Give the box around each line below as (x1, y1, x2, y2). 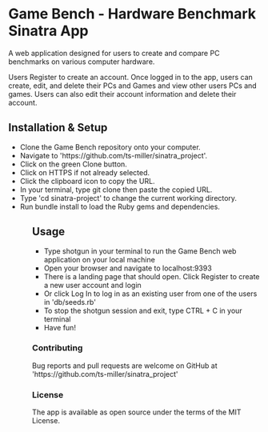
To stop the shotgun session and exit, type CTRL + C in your (43, 306, 242, 315)
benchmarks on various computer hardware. (8, 57, 155, 66)
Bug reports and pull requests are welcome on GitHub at (31, 361, 218, 370)
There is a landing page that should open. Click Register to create (43, 271, 260, 281)
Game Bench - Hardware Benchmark (8, 5, 257, 23)
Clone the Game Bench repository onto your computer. (19, 142, 202, 152)
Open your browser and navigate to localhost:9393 (43, 263, 212, 273)
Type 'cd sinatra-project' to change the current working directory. (19, 193, 238, 202)
